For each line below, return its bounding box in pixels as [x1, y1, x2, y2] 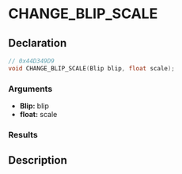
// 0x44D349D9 [8, 57, 55, 65]
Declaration [8, 36, 67, 50]
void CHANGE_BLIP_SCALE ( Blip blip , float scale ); [8, 64, 176, 72]
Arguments [8, 83, 53, 94]
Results [8, 129, 38, 140]
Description [8, 153, 67, 167]
